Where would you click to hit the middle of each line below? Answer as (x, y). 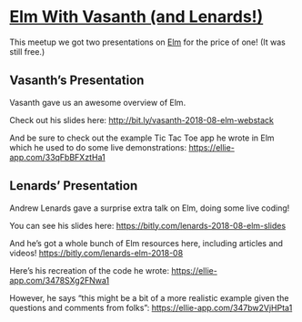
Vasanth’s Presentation (77, 81)
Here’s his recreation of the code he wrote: (90, 270)
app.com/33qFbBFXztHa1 (58, 157)
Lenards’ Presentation (74, 186)
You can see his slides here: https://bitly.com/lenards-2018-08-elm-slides (148, 225)
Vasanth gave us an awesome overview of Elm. (98, 102)
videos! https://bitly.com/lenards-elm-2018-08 (96, 253)
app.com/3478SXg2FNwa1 (60, 280)
